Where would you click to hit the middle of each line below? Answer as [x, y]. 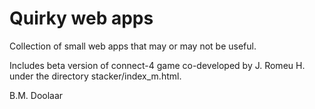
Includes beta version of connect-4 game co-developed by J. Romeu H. [157, 65]
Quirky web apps [81, 18]
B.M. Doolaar [36, 95]
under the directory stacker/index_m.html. [95, 76]
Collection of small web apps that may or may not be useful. [133, 46]
